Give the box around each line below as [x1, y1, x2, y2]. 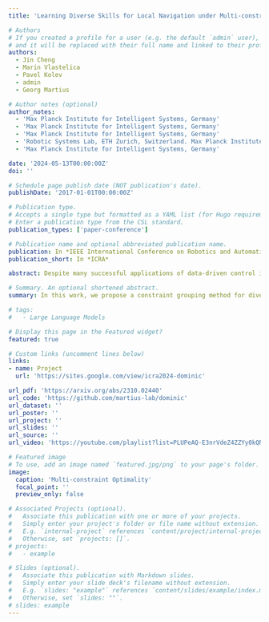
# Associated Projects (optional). [8, 505, 127, 513]
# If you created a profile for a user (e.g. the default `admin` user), [8, 34, 260, 42]
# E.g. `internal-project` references [8, 527, 146, 535]
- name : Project [8, 365, 62, 373]
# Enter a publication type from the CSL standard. [8, 218, 184, 226]
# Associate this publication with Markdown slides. [8, 572, 195, 580]
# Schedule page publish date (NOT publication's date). [8, 181, 203, 189]
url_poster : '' [8, 409, 59, 417]
